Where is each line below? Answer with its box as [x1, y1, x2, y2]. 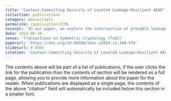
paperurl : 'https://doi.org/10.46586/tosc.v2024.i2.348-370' [5, 41, 138, 46]
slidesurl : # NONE [5, 45, 44, 50]
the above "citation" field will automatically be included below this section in [5, 85, 165, 91]
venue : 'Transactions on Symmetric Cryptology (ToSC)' [5, 36, 124, 41]
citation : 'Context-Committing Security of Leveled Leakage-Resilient [5, 50, 158, 55]
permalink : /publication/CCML [5, 21, 70, 27]
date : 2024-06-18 [5, 31, 42, 36]
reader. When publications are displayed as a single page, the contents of [5, 80, 160, 86]
